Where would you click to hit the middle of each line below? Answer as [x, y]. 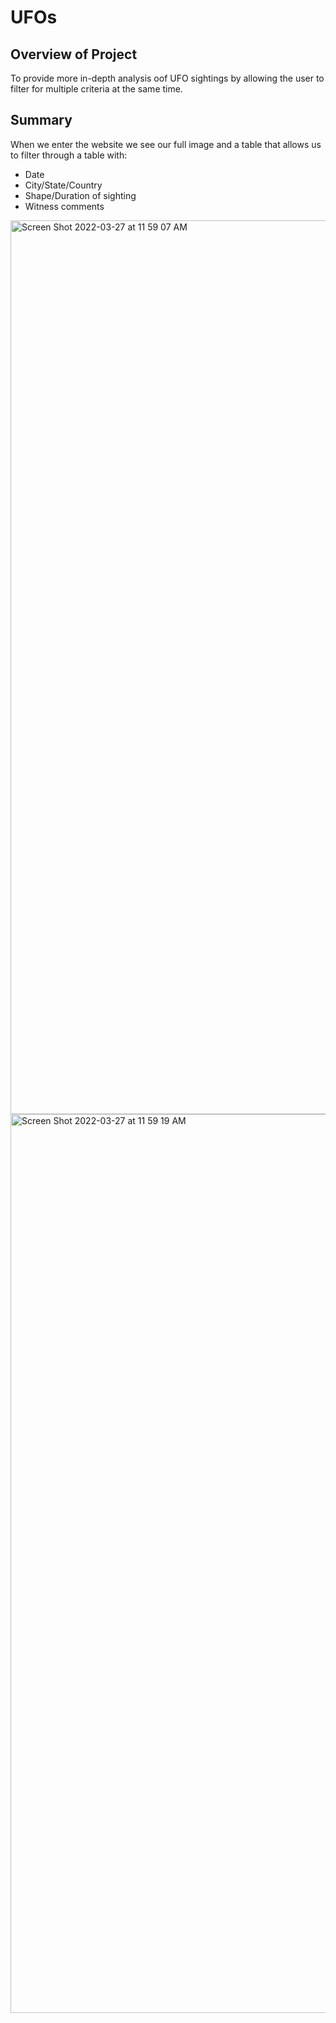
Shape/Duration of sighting [80, 195]
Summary [41, 120]
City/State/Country [63, 185]
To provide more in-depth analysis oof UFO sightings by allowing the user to [167, 78]
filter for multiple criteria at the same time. [96, 89]
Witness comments [64, 206]
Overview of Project [74, 54]
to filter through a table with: [69, 155]
